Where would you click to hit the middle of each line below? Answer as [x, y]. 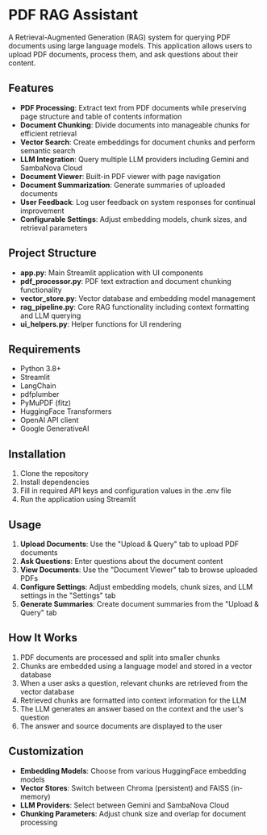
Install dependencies [55, 482]
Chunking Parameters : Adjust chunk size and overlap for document [133, 813]
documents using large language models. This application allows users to [130, 45]
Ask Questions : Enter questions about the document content [121, 561]
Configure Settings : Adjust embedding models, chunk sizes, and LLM [136, 587]
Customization [46, 751]
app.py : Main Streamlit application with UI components [111, 273]
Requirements [44, 349]
